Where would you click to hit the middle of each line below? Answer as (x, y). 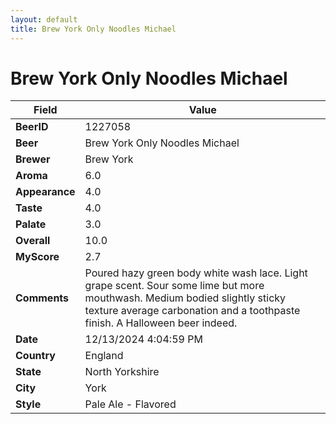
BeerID (32, 127)
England (104, 356)
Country (35, 356)
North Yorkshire (122, 372)
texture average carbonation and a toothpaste (192, 311)
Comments (42, 298)
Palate (31, 224)
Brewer (33, 159)
